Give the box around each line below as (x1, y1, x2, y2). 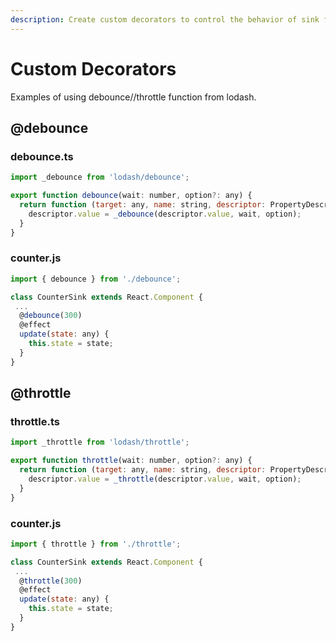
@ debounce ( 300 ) (19, 311, 83, 321)
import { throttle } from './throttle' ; (10, 539, 182, 549)
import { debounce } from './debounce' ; (10, 274, 182, 284)
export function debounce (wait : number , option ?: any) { (10, 191, 253, 201)
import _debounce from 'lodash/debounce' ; (10, 172, 190, 183)
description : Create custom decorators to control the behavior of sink (10, 14, 320, 25)
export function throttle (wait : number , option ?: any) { (10, 456, 253, 466)
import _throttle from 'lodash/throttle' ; (10, 437, 190, 448)
